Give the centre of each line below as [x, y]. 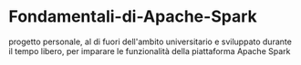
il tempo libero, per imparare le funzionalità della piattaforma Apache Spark [150, 51]
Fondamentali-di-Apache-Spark [133, 17]
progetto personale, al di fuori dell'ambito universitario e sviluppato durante [150, 42]
